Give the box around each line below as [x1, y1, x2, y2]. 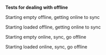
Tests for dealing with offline [5, 5, 68, 10]
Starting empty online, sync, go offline [5, 34, 86, 40]
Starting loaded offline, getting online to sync [5, 24, 101, 30]
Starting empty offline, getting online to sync [5, 14, 100, 20]
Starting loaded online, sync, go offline [5, 44, 87, 50]
